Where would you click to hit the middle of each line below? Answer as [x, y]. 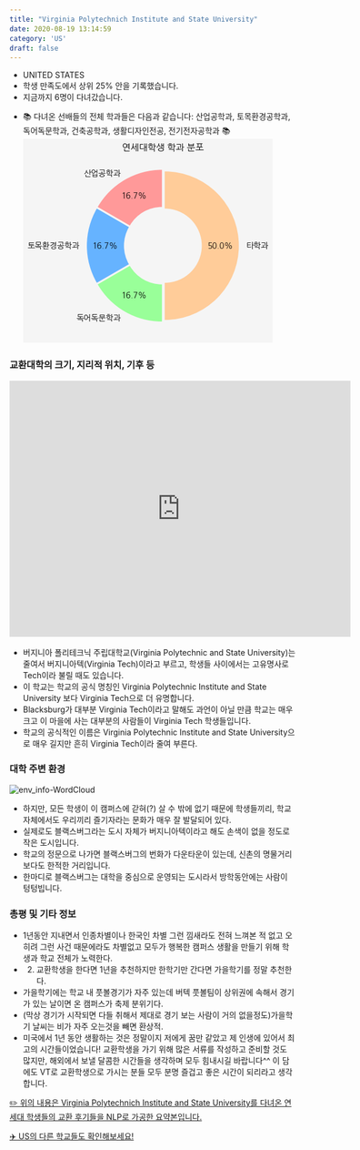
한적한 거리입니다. [79, 865]
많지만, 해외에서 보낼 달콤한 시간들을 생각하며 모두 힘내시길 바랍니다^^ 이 [151, 1061]
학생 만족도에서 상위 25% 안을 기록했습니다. [100, 86]
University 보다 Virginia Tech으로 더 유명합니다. [108, 697]
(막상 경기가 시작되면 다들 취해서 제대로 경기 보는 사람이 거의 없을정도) [146, 1015]
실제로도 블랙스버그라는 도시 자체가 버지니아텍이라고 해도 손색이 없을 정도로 [156, 831]
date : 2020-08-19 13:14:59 [60, 29]
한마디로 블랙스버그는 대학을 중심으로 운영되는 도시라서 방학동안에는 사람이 [155, 876]
